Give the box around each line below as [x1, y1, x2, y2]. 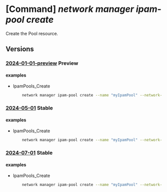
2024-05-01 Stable [5, 104, 53, 111]
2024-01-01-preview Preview [5, 60, 79, 67]
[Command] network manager [5, 3, 134, 15]
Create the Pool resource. [5, 30, 59, 36]
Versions [5, 45, 34, 53]
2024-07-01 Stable [5, 149, 53, 156]
